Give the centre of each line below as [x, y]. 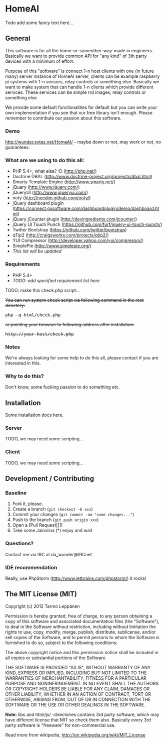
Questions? [19, 544]
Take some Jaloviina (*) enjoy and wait [52, 531]
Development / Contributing [49, 479]
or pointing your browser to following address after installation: [70, 324]
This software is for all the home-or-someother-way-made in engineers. [79, 50]
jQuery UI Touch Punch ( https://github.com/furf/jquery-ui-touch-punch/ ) [87, 224]
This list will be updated [37, 251]
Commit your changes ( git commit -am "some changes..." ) [73, 515]
